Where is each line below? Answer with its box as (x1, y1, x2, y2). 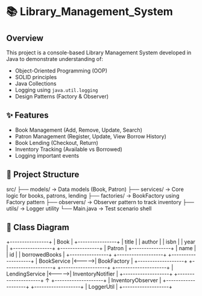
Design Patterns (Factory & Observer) (14, 93, 109, 100)
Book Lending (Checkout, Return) (14, 139, 98, 146)
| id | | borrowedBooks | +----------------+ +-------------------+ (6, 251, 167, 259)
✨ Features (6, 110, 49, 121)
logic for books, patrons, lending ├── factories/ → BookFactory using (6, 191, 180, 199)
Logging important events (14, 152, 80, 159)
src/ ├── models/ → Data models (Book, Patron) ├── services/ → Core (6, 185, 184, 193)
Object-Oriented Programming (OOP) (14, 67, 107, 74)
